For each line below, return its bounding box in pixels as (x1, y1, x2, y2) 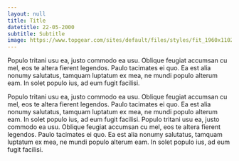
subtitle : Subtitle (7, 30, 65, 38)
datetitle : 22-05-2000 (7, 23, 75, 30)
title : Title (7, 17, 46, 24)
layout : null (7, 10, 46, 18)
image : (7, 37, 27, 44)
